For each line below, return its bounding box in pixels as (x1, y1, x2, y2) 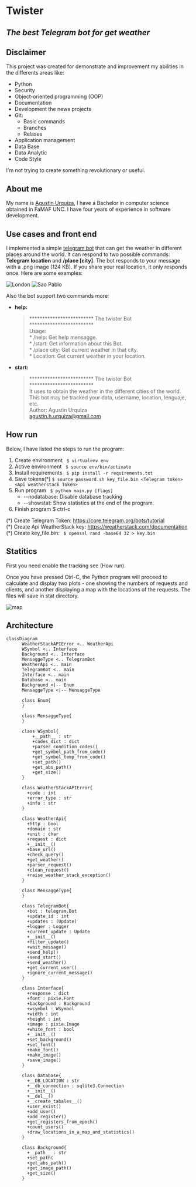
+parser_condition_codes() (32, 744, 98, 750)
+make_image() (27, 1053, 61, 1058)
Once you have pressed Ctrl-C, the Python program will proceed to (6, 573, 168, 580)
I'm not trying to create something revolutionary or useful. (6, 167, 145, 174)
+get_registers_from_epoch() (27, 1119, 98, 1125)
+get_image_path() (27, 1165, 72, 1171)
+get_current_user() (27, 965, 77, 971)
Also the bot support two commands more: (6, 292, 109, 300)
